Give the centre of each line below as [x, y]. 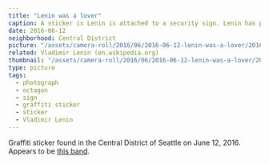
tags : [17, 75]
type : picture [32, 68]
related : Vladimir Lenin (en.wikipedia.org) [84, 53]
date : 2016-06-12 [37, 30]
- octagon [32, 90]
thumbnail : [26, 61]
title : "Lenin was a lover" [55, 16]
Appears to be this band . [49, 151]
